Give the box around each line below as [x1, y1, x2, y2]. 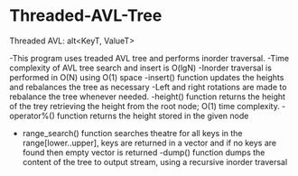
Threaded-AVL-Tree [9, 5, 163, 26]
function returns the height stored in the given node [57, 110, 249, 121]
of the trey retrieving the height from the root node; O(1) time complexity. [9, 100, 280, 111]
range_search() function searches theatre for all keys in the [22, 127, 243, 138]
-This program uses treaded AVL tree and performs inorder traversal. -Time [9, 52, 290, 63]
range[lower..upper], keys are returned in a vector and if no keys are [22, 137, 277, 148]
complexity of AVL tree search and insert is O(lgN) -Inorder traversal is [9, 62, 273, 73]
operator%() [9, 110, 56, 121]
